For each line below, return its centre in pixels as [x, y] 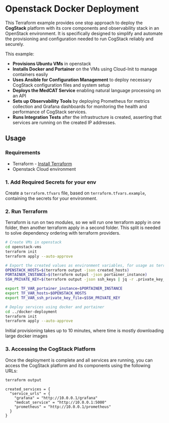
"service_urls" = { [30, 393]
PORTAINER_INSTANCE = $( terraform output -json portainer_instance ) [76, 275]
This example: [20, 54]
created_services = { [28, 389]
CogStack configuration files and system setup [61, 85]
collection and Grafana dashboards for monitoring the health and [80, 106]
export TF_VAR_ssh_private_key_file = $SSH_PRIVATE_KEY [63, 298]
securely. [15, 44]
